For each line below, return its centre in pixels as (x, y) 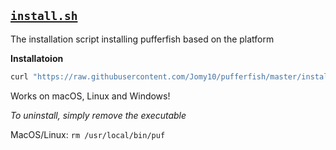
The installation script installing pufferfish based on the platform (142, 39)
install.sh (44, 16)
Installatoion (37, 58)
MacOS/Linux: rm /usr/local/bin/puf (88, 134)
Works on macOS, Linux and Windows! (90, 96)
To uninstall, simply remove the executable (98, 115)
